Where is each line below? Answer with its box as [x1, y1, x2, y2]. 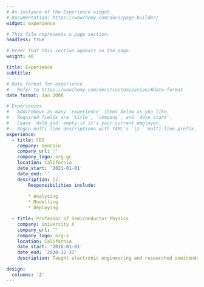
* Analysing [28, 194, 59, 200]
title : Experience [6, 64, 53, 70]
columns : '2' [12, 271, 45, 278]
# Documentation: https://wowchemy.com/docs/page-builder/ [6, 15, 159, 21]
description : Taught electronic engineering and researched [17, 255, 172, 262]
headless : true [6, 37, 45, 43]
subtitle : [6, 70, 32, 76]
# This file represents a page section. [6, 31, 110, 37]
